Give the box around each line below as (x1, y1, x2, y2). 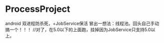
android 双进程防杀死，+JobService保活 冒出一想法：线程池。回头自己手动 (5, 20, 159, 26)
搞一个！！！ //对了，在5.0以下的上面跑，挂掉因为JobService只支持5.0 (5, 26, 151, 33)
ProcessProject (5, 3, 70, 15)
